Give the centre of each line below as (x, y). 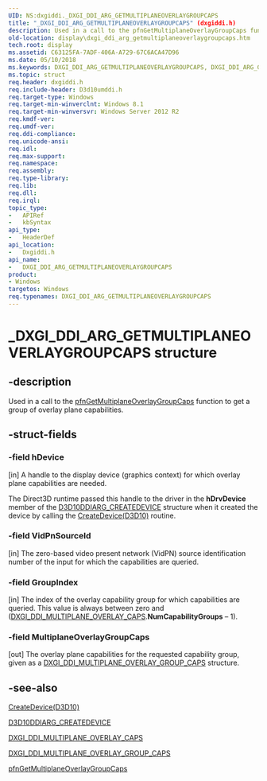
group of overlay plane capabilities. (66, 410)
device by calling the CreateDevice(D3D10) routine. (92, 515)
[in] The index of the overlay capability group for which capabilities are (124, 600)
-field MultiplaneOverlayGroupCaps (79, 637)
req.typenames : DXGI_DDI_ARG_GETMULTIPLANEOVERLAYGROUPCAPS (110, 297)
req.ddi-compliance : (43, 134)
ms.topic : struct (37, 75)
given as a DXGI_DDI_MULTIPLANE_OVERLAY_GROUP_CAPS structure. (124, 663)
